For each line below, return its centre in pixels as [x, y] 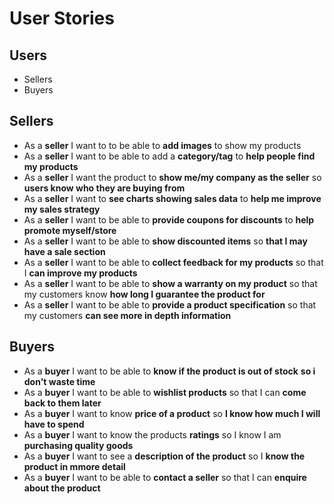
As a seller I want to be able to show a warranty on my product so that [170, 283]
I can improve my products [80, 273]
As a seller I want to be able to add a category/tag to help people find [169, 156]
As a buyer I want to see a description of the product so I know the [164, 456]
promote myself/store [70, 230]
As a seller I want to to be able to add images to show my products [162, 145]
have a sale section [64, 251]
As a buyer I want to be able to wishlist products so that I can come [165, 392]
